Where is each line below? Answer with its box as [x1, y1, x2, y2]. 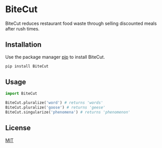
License [5, 124, 31, 132]
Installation [5, 41, 42, 49]
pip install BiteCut [5, 63, 49, 69]
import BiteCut [5, 91, 38, 96]
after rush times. [5, 25, 40, 31]
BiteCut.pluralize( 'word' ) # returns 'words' [5, 100, 103, 105]
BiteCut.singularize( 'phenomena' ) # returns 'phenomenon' [5, 110, 131, 115]
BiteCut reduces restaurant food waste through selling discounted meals [5, 20, 157, 26]
